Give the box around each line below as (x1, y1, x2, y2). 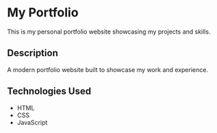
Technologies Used (7, 86, 91, 97)
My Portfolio (7, 5, 79, 21)
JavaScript (16, 118, 48, 126)
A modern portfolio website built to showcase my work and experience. (7, 65, 209, 73)
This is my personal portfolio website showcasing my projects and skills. (7, 27, 211, 36)
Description (7, 47, 58, 59)
